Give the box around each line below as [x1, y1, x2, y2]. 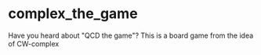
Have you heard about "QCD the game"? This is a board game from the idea [8, 31, 254, 40]
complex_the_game [8, 5, 139, 23]
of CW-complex [8, 38, 60, 48]
